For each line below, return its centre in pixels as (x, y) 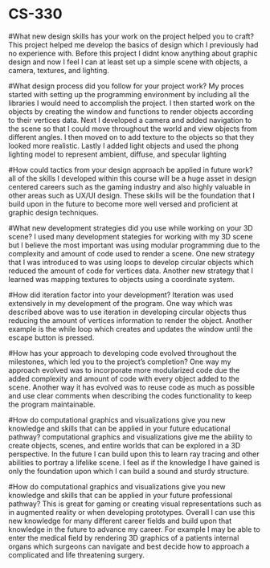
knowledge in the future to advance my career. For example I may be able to (135, 529)
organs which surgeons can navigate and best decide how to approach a (129, 546)
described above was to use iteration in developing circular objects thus (127, 312)
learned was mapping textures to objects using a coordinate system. (122, 279)
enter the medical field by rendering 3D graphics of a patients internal (124, 537)
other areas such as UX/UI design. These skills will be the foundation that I (132, 195)
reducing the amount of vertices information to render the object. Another (130, 320)
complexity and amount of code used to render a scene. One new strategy (132, 253)
